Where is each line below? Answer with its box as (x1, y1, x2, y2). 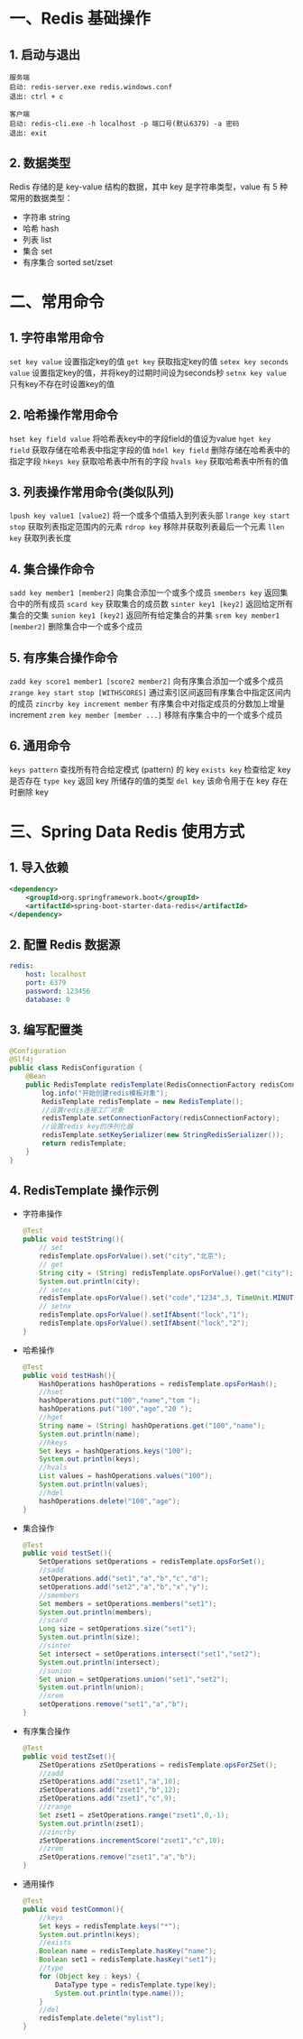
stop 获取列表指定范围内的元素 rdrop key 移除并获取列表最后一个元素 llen (9, 521, 285, 532)
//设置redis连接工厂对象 (41, 1106, 124, 1115)
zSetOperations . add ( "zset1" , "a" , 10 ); (39, 1777, 181, 1786)
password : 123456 (25, 987, 91, 996)
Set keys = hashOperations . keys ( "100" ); (39, 1447, 193, 1456)
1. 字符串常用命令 (9, 330, 105, 345)
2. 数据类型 (9, 155, 71, 171)
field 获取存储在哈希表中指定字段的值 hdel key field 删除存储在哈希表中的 (9, 444, 290, 455)
